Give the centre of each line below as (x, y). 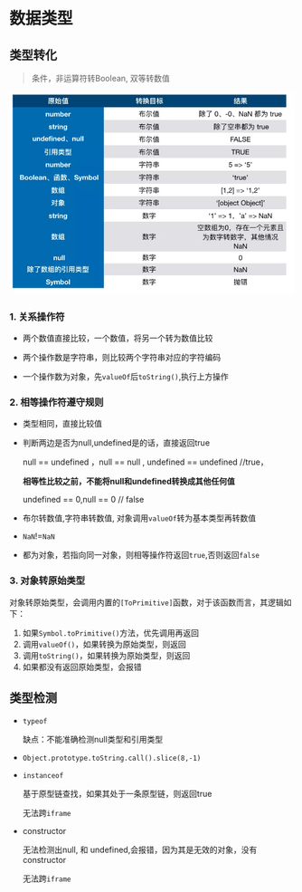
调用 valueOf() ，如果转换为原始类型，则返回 (104, 644)
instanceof (43, 775)
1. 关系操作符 (37, 316)
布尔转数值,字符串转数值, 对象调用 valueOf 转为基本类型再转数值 (139, 518)
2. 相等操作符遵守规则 (57, 402)
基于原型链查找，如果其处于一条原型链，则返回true (117, 793)
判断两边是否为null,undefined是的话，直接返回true (116, 443)
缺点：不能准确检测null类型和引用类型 (93, 739)
